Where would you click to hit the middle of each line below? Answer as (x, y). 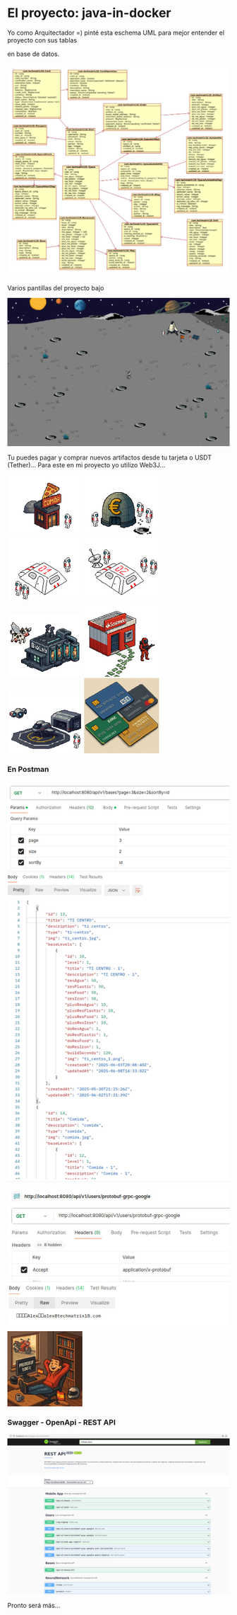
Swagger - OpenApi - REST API (62, 1422)
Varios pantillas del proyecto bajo (56, 287)
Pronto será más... (34, 1605)
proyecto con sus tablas (42, 40)
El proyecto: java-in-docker (89, 13)
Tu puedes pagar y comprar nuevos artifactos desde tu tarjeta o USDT (110, 457)
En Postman (28, 770)
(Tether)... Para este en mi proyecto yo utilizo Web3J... (86, 465)
